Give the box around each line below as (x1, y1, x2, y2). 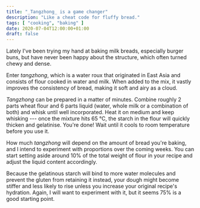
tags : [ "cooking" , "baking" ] (6, 20, 84, 26)
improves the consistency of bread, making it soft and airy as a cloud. (6, 84, 178, 91)
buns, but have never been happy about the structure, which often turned (6, 54, 187, 61)
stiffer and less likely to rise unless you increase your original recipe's (6, 183, 177, 190)
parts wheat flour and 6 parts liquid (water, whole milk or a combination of (6, 102, 189, 109)
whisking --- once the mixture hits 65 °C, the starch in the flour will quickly (6, 115, 190, 123)
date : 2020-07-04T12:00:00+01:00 (6, 25, 90, 32)
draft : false (6, 31, 39, 37)
